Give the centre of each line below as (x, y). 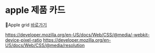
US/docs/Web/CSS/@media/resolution (45, 45)
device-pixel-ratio (24, 40)
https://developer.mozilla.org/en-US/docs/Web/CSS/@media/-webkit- (77, 35)
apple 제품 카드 (35, 10)
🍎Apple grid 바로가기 (26, 25)
